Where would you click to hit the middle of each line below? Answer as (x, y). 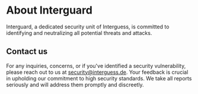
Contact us (27, 52)
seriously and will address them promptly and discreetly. (75, 85)
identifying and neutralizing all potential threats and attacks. (79, 33)
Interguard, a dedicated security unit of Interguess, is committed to (88, 27)
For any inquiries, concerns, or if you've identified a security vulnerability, (96, 66)
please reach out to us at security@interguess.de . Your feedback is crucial (97, 72)
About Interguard (49, 10)
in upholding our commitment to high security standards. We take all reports (99, 78)
